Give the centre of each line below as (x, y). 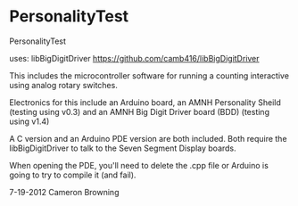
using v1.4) (29, 121)
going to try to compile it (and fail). (73, 175)
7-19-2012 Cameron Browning (64, 192)
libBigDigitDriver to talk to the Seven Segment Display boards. (123, 148)
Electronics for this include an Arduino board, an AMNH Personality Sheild (145, 102)
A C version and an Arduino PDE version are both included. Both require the (148, 138)
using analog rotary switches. (63, 85)
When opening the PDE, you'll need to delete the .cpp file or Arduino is (139, 165)
